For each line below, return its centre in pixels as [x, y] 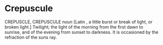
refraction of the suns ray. [31, 37]
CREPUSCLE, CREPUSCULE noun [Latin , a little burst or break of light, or [79, 22]
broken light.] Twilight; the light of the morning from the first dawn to [74, 27]
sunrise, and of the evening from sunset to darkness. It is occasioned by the [81, 32]
